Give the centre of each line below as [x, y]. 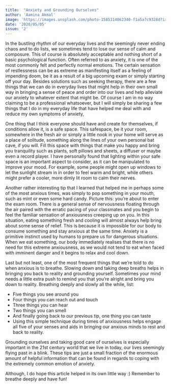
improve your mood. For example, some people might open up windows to [83, 167]
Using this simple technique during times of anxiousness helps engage [87, 321]
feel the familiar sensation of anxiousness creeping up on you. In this [77, 215]
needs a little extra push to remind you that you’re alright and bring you [80, 279]
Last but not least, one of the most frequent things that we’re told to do [79, 263]
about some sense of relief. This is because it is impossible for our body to [83, 226]
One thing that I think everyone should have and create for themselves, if [82, 124]
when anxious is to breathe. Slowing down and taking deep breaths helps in [84, 268]
